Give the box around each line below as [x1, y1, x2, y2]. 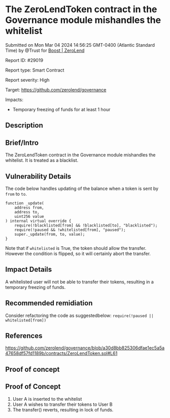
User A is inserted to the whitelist [12, 396, 82, 402]
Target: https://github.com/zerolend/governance [5, 86, 107, 92]
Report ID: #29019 [5, 57, 44, 63]
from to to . [5, 190, 27, 197]
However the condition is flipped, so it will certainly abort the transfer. [5, 250, 151, 256]
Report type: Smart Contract [5, 67, 64, 73]
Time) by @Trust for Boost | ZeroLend [5, 47, 85, 53]
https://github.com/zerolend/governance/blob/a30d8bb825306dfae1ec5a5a [5, 345, 165, 351]
